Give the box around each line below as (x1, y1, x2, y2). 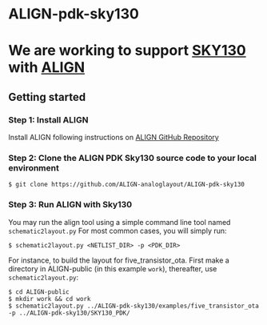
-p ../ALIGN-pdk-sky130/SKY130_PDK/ (8, 309, 130, 317)
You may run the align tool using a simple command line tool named (8, 217, 231, 227)
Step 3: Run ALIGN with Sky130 (8, 199, 133, 211)
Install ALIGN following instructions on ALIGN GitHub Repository (8, 133, 220, 142)
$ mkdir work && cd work (8, 295, 91, 303)
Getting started (8, 90, 86, 104)
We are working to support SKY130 (8, 42, 246, 60)
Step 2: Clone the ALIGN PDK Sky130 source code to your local (8, 152, 257, 163)
